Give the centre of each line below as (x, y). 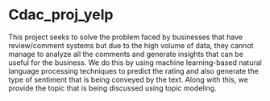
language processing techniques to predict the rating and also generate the (134, 71)
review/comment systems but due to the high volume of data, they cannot (131, 45)
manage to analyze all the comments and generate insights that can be (126, 54)
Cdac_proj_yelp (61, 15)
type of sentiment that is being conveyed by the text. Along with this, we (128, 79)
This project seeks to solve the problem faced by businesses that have (126, 37)
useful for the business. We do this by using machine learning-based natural (135, 63)
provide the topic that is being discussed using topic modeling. (112, 88)
